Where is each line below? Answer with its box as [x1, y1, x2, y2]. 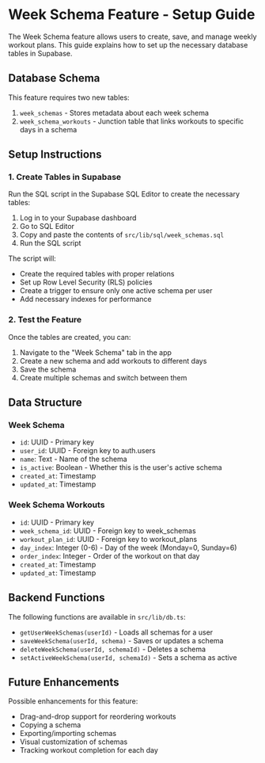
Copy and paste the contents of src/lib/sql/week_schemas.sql [19, 230, 224, 239]
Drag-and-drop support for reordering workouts [19, 711, 176, 722]
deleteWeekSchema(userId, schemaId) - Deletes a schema [19, 644, 206, 654]
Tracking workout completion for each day [19, 746, 158, 755]
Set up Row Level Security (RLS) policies [19, 277, 153, 287]
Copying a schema [19, 720, 81, 730]
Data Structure [8, 396, 83, 410]
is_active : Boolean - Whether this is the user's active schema [19, 463, 223, 472]
